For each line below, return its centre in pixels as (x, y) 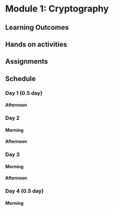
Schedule (21, 79)
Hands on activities (36, 44)
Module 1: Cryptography (57, 9)
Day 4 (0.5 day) (24, 191)
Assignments (27, 62)
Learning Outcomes (37, 27)
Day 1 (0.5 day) (24, 93)
